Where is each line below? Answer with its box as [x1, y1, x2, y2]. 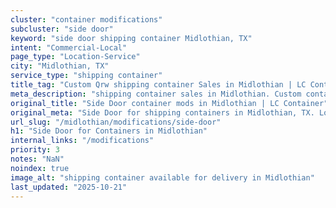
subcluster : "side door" [10, 24, 114, 34]
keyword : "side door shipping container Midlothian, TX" [10, 33, 253, 43]
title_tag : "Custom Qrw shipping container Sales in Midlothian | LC [10, 80, 307, 90]
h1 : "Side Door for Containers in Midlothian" [10, 126, 208, 136]
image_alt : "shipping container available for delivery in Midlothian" [10, 172, 315, 183]
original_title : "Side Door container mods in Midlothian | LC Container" [10, 98, 329, 108]
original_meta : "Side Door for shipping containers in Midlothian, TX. [10, 107, 315, 118]
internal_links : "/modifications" [10, 136, 155, 146]
